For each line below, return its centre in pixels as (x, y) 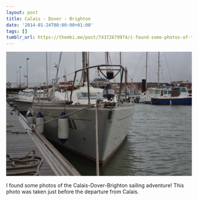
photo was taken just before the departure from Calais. (73, 192)
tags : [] (17, 31)
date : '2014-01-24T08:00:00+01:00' (50, 25)
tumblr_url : (21, 38)
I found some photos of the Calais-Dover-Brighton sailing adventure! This (95, 185)
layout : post (22, 12)
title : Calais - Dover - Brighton (49, 19)
